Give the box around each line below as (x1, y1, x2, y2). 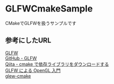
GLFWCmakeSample (5, 3, 93, 14)
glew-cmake (5, 73, 31, 79)
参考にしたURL (5, 36, 52, 45)
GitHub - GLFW (5, 55, 37, 61)
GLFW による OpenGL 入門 (5, 67, 61, 73)
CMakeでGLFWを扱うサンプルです (5, 20, 77, 26)
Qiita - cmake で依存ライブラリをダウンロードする (5, 61, 109, 67)
